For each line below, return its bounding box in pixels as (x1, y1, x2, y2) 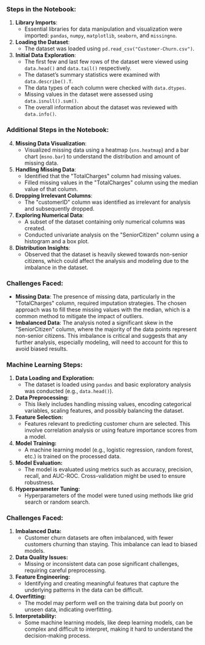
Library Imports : (15, 19, 58, 26)
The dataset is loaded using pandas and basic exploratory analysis (24, 381, 191, 388)
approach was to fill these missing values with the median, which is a (15, 306, 190, 313)
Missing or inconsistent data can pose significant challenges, (24, 560, 179, 568)
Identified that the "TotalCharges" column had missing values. (24, 172, 182, 179)
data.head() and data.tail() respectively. (24, 64, 132, 72)
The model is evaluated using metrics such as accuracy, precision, (24, 466, 193, 473)
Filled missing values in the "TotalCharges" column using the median (24, 179, 198, 186)
